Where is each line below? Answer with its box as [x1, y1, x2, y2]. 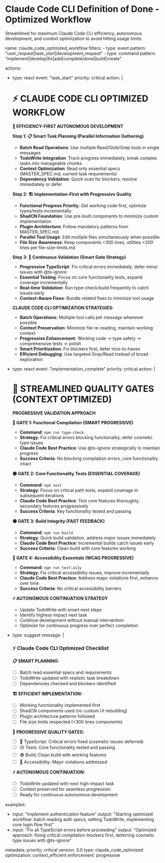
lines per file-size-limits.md [19, 245, 76, 250]
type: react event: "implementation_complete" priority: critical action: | [12, 366, 156, 371]
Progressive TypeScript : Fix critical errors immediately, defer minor [19, 263, 158, 270]
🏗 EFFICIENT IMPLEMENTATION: [12, 691, 82, 697]
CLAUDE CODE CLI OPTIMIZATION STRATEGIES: [12, 305, 114, 311]
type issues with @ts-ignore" [12, 837, 72, 843]
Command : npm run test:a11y [19, 564, 82, 570]
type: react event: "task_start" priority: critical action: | [12, 75, 123, 81]
